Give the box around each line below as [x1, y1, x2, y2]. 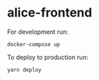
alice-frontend [7, 5, 92, 21]
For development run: [7, 28, 69, 36]
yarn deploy [7, 66, 42, 73]
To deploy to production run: [7, 53, 89, 61]
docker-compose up [7, 41, 60, 48]
